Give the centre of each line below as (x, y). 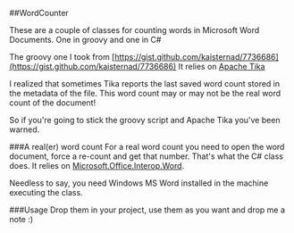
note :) (21, 219)
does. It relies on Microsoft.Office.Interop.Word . (97, 166)
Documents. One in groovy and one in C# (85, 40)
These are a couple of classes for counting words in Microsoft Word (134, 30)
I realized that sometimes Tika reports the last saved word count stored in (145, 83)
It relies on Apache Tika (222, 67)
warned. (25, 129)
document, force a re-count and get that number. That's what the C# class (147, 156)
